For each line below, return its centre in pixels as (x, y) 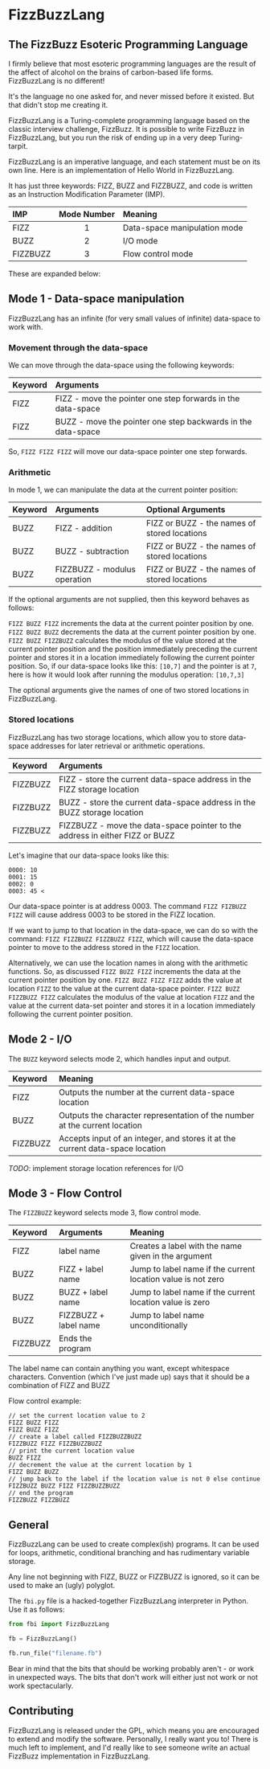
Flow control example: (45, 1401)
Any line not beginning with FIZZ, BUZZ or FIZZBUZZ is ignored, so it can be (134, 1577)
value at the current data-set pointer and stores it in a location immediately (132, 1005)
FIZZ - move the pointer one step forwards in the (147, 399)
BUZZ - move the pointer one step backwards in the (153, 422)
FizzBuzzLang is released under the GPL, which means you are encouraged (134, 1730)
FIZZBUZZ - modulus (96, 570)
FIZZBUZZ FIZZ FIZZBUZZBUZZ (55, 1444)
